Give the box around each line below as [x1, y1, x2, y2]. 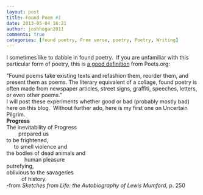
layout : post [6, 9, 40, 15]
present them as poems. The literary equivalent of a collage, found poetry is [6, 78, 197, 86]
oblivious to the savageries [6, 169, 74, 176]
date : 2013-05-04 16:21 [6, 20, 67, 26]
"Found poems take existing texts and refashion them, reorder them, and [6, 72, 189, 79]
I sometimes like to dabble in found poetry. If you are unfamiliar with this [6, 54, 189, 61]
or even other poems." [6, 92, 63, 98]
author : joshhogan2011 [6, 26, 64, 32]
